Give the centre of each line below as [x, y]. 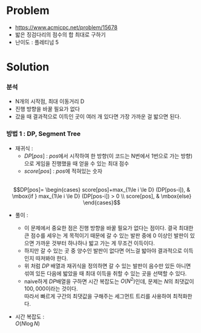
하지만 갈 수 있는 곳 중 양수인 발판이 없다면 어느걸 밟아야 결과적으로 [103, 251]
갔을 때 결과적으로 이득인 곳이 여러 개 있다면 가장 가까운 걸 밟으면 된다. [98, 116]
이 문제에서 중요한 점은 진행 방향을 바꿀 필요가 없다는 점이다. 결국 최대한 [109, 227]
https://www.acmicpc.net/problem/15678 [66, 27]
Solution [28, 67]
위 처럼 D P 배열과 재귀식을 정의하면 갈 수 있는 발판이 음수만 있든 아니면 [107, 266]
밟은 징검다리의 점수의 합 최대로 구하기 [60, 35]
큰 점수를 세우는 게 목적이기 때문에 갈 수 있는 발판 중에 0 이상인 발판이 [106, 235]
